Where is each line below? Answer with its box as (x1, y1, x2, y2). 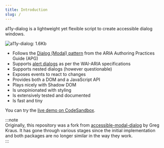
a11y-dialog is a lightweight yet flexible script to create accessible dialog (5, 25, 153, 31)
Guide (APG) (12, 55, 38, 61)
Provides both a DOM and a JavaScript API (12, 76, 100, 82)
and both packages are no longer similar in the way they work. (5, 133, 133, 139)
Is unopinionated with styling (12, 87, 72, 93)
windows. (5, 31, 25, 37)
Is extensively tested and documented (12, 92, 91, 98)
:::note (5, 117, 18, 123)
